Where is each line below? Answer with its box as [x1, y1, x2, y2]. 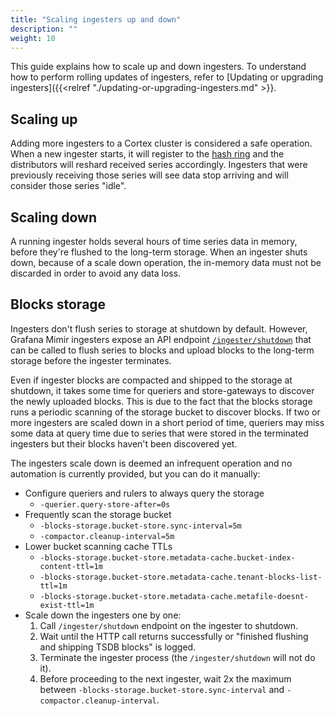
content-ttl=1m [39, 561, 103, 571]
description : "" [10, 24, 78, 34]
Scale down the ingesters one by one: [24, 609, 182, 621]
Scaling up [10, 111, 78, 128]
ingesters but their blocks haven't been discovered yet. [10, 437, 238, 450]
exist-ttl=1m [39, 600, 95, 610]
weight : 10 [10, 33, 56, 43]
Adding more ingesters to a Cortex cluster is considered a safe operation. [10, 137, 313, 150]
